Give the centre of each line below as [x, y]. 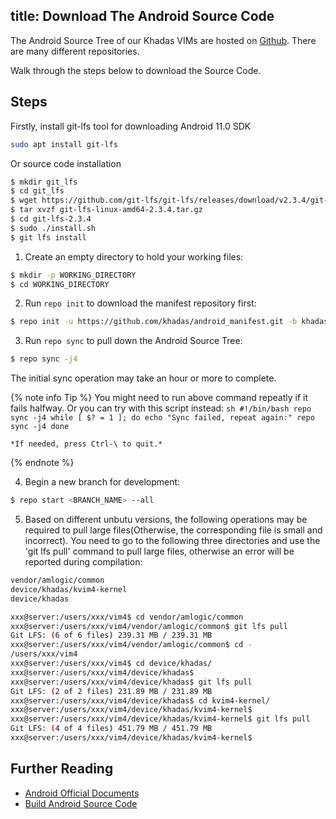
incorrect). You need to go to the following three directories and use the [172, 540]
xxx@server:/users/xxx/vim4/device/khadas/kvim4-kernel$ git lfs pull [160, 719]
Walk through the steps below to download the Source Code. [136, 70]
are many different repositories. [75, 51]
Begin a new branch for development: [102, 482]
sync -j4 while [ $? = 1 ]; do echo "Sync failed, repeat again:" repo [162, 418]
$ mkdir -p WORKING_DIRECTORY [73, 275]
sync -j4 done [40, 427]
